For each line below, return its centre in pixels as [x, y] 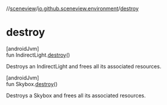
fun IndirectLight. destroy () [38, 55]
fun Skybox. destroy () [32, 84]
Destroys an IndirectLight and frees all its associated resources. [84, 66]
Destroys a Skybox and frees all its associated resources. [76, 95]
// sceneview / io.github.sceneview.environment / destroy [73, 9]
